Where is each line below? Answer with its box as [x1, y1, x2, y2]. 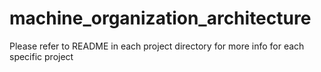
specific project [9, 50, 74, 62]
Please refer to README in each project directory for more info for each [9, 40, 305, 52]
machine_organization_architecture [9, 7, 312, 30]
